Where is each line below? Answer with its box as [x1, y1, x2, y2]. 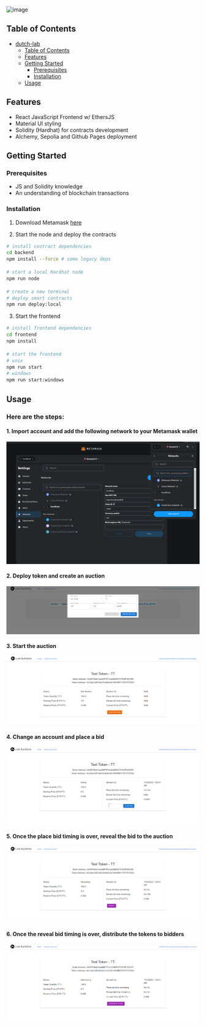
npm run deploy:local [6, 301, 62, 307]
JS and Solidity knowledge [15, 183, 83, 190]
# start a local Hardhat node [6, 269, 84, 276]
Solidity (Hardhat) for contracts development [15, 126, 129, 134]
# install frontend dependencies [6, 325, 92, 331]
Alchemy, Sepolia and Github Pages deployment [15, 133, 137, 140]
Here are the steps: [6, 412, 64, 421]
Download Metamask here [15, 218, 82, 226]
